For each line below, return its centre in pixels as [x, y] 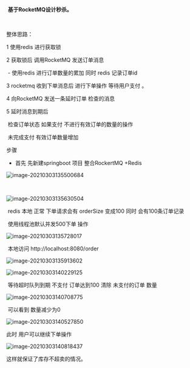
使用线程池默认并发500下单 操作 [48, 224]
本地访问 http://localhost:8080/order [53, 249]
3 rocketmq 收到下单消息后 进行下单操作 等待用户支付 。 [77, 85]
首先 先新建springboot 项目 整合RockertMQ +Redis [78, 163]
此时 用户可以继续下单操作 [39, 334]
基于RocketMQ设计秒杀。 [40, 9]
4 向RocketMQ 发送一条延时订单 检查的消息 [61, 99]
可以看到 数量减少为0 [34, 309]
